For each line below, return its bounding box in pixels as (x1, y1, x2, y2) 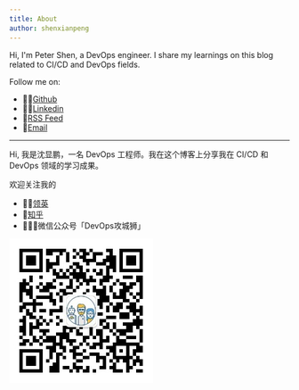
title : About (9, 14, 58, 23)
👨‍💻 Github (21, 94, 58, 104)
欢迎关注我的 (9, 178, 56, 189)
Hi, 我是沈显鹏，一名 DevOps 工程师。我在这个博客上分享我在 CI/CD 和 (9, 148, 269, 160)
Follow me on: (9, 76, 61, 87)
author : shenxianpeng (9, 23, 90, 33)
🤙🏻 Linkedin (21, 103, 64, 113)
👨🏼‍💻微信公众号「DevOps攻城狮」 (21, 220, 145, 231)
